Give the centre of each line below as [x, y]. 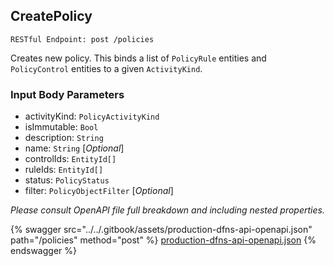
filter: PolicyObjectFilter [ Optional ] [99, 191]
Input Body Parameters [67, 94]
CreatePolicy [51, 16]
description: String [64, 138]
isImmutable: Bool [61, 127]
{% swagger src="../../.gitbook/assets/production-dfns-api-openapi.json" [161, 230]
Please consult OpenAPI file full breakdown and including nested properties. [167, 210]
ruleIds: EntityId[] [64, 170]
